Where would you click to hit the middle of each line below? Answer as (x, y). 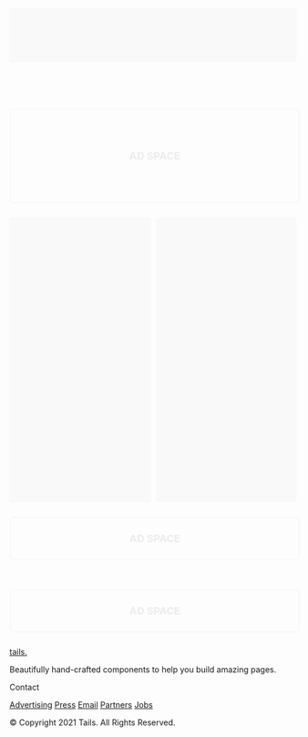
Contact (24, 687)
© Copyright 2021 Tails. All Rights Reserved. (92, 722)
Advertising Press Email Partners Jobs (81, 705)
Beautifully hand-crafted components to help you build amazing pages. (143, 670)
